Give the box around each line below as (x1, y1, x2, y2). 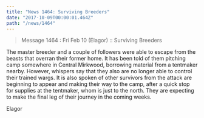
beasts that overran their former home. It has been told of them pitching (6, 55, 186, 62)
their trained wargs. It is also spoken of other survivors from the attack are (6, 74, 192, 82)
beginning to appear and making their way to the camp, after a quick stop (6, 80, 190, 88)
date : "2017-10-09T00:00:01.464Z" (6, 15, 94, 21)
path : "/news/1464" (6, 20, 56, 26)
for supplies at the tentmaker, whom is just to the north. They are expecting (6, 87, 194, 94)
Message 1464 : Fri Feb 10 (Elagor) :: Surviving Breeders (21, 37, 162, 44)
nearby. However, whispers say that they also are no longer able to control (6, 68, 192, 75)
